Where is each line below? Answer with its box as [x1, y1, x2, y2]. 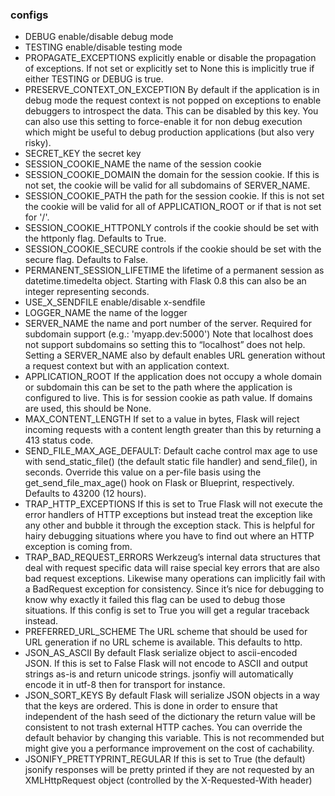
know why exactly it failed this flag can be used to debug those [24, 594, 286, 606]
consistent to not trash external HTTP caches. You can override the [24, 721, 303, 733]
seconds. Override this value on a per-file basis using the [24, 466, 262, 478]
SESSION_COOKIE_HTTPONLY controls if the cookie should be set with [24, 222, 320, 234]
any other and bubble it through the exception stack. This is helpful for [24, 519, 315, 532]
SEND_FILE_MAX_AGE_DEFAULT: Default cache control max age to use [24, 445, 318, 457]
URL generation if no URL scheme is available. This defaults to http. [24, 636, 303, 648]
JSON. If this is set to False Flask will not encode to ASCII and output [24, 658, 308, 670]
